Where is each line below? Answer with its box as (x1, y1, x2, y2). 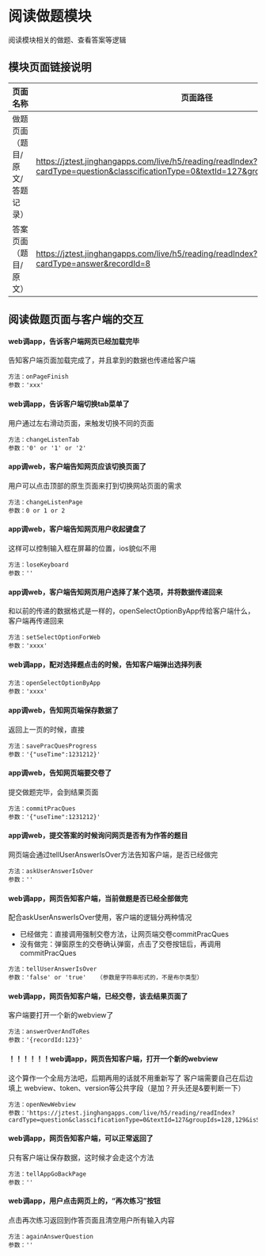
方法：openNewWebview (8, 1100, 76, 1108)
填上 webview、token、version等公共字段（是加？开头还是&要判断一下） (8, 1083, 245, 1092)
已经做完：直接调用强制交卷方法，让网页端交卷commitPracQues (19, 929, 230, 939)
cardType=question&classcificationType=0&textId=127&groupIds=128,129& (8, 1115, 249, 1124)
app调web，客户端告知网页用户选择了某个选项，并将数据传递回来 (8, 587, 223, 597)
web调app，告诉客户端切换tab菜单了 (8, 399, 130, 408)
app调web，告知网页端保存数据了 (8, 705, 119, 715)
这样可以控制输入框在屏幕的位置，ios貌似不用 (8, 543, 157, 553)
